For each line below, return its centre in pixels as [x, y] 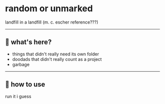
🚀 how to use [25, 85]
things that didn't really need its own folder [55, 54]
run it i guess [18, 96]
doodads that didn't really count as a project [57, 59]
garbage [21, 64]
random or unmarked [49, 9]
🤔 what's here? [28, 42]
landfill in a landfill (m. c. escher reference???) [52, 22]
